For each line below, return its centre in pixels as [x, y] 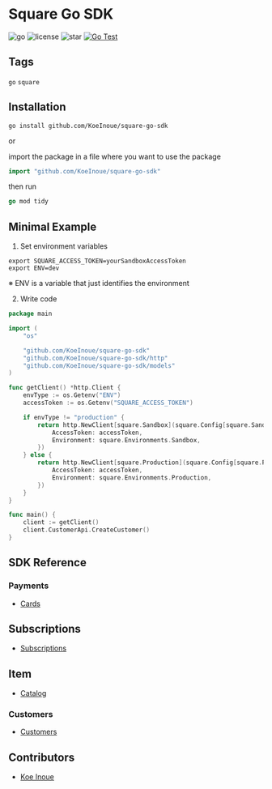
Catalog [33, 693]
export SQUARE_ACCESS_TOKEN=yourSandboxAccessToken [97, 261]
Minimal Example [53, 226]
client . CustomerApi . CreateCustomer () [87, 530]
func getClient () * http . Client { [65, 388]
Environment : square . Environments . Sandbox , [126, 440]
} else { [38, 455]
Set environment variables [64, 246]
